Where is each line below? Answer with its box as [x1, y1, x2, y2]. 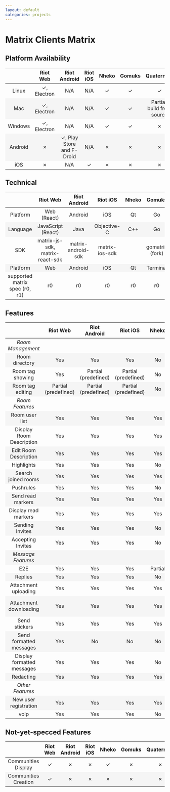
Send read [11, 492, 36, 499]
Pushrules [12, 484, 36, 491]
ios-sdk [98, 250, 117, 257]
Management [8, 345, 40, 352]
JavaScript [37, 223, 63, 230]
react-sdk [37, 256, 62, 263]
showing [13, 374, 34, 381]
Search [15, 470, 32, 477]
